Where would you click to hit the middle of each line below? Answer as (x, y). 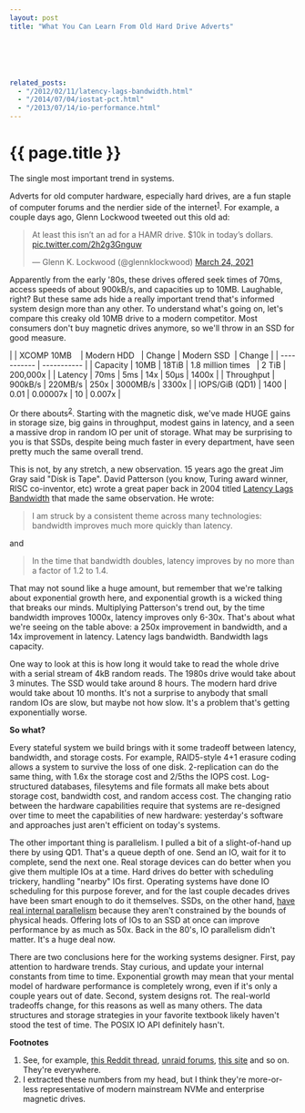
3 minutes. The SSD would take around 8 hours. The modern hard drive (143, 683)
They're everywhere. (62, 1070)
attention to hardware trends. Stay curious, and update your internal (137, 967)
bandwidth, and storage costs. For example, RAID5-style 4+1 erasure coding (153, 758)
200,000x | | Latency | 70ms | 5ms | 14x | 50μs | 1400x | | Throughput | (142, 374)
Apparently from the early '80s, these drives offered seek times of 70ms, (146, 280)
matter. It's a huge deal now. (62, 940)
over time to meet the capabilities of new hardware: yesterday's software (147, 815)
